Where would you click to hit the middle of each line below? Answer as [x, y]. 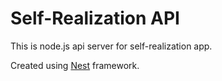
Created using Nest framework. [75, 65]
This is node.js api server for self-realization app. [111, 46]
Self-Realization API [95, 18]
